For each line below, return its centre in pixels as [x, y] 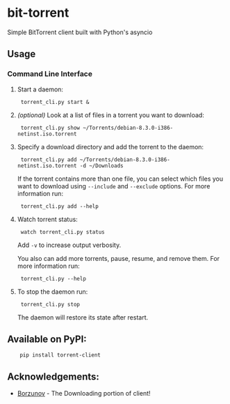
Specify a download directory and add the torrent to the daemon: [110, 147]
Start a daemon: [40, 89]
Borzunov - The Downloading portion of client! [84, 394]
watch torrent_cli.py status [63, 232]
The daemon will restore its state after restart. [82, 317]
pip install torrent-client [60, 355]
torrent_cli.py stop [50, 304]
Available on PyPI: [47, 339]
